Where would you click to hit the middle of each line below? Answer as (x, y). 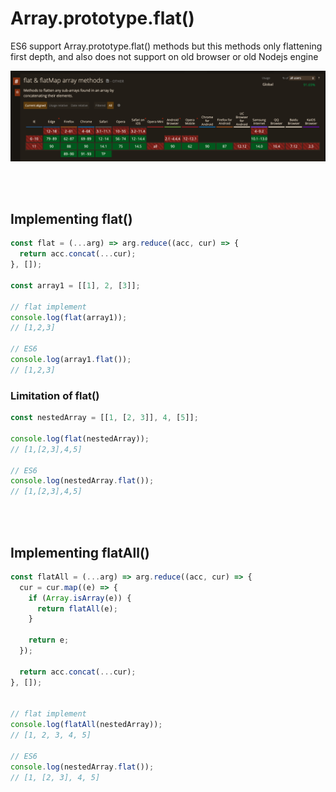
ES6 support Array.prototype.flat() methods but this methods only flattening (166, 46)
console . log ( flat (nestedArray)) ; (80, 438)
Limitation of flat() (55, 395)
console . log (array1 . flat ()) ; (71, 360)
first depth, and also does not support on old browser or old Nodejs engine (164, 56)
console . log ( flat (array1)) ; (69, 317)
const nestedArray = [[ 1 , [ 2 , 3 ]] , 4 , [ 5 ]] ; (104, 418)
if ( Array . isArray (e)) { (80, 598)
